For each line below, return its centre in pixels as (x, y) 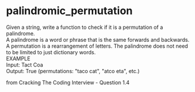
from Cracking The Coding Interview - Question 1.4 (68, 82)
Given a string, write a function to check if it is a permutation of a (85, 27)
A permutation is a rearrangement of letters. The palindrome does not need (97, 46)
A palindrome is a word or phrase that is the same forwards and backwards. (98, 40)
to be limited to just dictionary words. (51, 52)
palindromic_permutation (70, 11)
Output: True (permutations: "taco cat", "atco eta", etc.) (73, 71)
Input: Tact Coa (25, 65)
